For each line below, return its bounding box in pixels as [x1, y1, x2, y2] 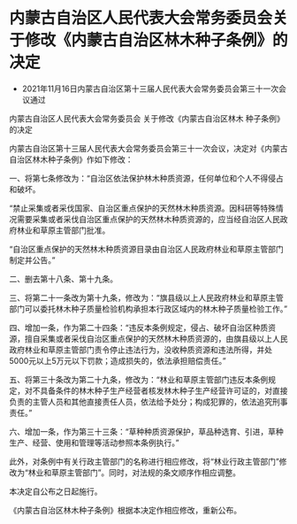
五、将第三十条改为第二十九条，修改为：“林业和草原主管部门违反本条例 [9, 374, 269, 385]
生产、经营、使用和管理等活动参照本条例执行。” [9, 437, 179, 448]
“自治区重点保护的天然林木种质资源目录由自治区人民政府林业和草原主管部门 [9, 243, 285, 254]
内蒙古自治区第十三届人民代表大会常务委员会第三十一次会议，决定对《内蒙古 [9, 143, 288, 153]
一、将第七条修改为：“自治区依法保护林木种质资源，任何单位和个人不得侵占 [9, 173, 285, 183]
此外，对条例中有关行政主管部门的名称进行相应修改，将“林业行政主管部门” [9, 456, 280, 466]
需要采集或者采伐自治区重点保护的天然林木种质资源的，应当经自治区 [16, 213, 265, 224]
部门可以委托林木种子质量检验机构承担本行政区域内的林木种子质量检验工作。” [9, 303, 288, 314]
